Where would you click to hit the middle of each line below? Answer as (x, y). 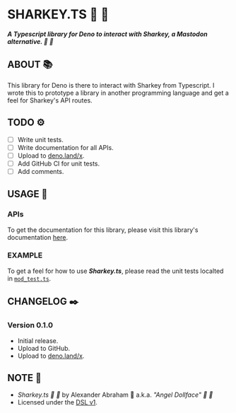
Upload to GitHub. (44, 348)
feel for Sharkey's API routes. (50, 100)
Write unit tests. (40, 139)
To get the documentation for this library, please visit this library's (103, 230)
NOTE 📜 (25, 378)
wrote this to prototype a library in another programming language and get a (118, 93)
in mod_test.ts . (29, 278)
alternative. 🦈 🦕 (31, 41)
